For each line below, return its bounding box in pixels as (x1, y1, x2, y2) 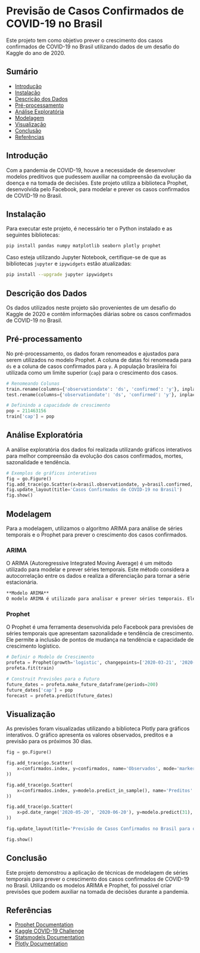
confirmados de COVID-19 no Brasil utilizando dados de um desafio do (6, 43, 180, 50)
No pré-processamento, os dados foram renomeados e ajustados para (6, 350, 180, 357)
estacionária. (6, 578, 38, 586)
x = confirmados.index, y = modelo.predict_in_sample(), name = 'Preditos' (17, 787, 193, 793)
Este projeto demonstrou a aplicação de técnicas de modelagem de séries (6, 869, 189, 876)
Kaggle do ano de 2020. (6, 49, 65, 56)
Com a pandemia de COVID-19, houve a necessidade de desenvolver (6, 166, 176, 174)
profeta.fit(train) (6, 665, 55, 672)
